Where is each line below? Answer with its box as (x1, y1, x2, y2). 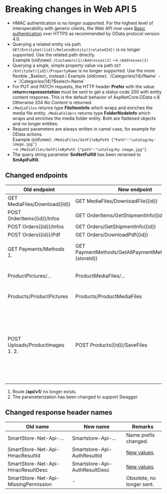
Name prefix (126, 431, 155, 438)
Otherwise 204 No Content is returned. (12, 99, 93, 105)
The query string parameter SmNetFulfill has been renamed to (12, 151, 141, 158)
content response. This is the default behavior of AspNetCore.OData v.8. (12, 94, 161, 100)
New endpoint (118, 186, 153, 193)
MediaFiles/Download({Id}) (7, 200, 71, 207)
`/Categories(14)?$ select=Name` (18, 78, 85, 84)
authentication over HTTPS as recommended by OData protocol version (12, 30, 160, 36)
